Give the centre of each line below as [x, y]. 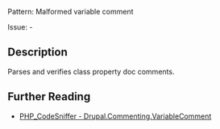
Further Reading [49, 97]
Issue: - [20, 27]
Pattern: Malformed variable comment [71, 12]
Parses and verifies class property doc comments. [91, 71]
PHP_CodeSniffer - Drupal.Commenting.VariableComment [115, 116]
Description [37, 52]
